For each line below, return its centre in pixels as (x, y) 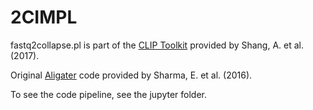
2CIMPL (44, 17)
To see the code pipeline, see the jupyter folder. (109, 94)
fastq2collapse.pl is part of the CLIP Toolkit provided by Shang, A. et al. (157, 45)
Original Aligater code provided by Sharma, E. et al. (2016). (131, 75)
